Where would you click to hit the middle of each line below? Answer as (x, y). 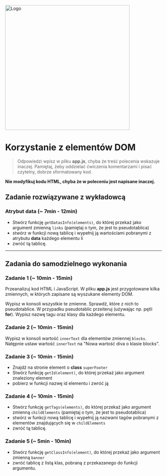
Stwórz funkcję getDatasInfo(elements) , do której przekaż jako (77, 222)
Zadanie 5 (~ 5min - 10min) (38, 441)
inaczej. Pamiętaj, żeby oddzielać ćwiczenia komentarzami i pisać (84, 166)
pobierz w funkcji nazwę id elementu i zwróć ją (60, 383)
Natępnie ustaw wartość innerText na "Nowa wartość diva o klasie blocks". (83, 343)
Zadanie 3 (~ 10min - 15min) (39, 356)
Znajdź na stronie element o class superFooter (60, 367)
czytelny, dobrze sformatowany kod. (55, 172)
